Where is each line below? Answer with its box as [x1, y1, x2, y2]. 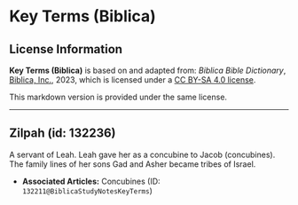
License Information [9, 42, 122, 57]
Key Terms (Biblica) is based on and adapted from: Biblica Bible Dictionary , [9, 65, 286, 75]
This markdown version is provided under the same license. [9, 91, 228, 102]
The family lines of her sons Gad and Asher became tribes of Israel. [9, 158, 256, 170]
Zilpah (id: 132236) [9, 126, 117, 141]
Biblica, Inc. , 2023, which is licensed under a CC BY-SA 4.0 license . [9, 75, 256, 85]
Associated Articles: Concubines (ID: [21, 176, 161, 186]
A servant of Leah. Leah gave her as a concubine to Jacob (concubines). [9, 149, 276, 160]
